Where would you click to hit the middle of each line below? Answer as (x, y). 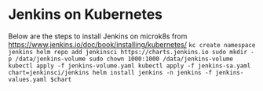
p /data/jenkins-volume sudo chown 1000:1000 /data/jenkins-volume (121, 59)
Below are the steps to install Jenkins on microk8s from (98, 36)
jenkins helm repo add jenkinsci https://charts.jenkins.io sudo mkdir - (131, 52)
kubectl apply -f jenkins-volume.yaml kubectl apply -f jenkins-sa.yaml (130, 66)
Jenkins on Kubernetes (86, 15)
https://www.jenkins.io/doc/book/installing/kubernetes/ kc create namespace (132, 44)
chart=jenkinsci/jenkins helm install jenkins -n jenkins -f (110, 72)
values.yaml (27, 79)
